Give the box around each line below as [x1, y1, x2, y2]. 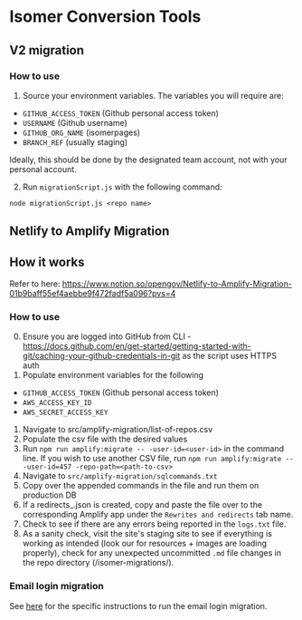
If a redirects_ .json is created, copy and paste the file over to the [22, 499, 263, 510]
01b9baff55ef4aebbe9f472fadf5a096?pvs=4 [9, 288, 176, 299]
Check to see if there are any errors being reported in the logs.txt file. [22, 518, 287, 529]
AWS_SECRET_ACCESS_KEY [22, 408, 109, 418]
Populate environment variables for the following [22, 370, 204, 381]
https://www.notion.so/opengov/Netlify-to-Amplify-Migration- [61, 278, 292, 289]
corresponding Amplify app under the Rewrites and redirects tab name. [22, 509, 294, 520]
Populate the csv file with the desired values [22, 433, 188, 445]
